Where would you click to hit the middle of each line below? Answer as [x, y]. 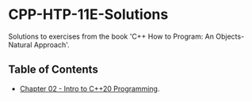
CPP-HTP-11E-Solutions [88, 15]
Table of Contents [53, 70]
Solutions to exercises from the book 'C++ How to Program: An [111, 36]
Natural [20, 44]
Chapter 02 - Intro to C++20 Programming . [90, 88]
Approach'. [52, 44]
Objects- [230, 36]
